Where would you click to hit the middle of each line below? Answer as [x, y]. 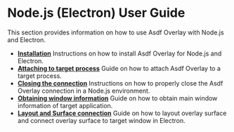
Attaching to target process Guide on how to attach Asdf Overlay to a [119, 68]
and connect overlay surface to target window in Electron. [102, 120]
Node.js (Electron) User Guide [96, 13]
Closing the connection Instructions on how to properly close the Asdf [120, 83]
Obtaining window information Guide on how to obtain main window [117, 98]
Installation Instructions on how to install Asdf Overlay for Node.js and [119, 53]
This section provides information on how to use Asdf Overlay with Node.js [116, 32]
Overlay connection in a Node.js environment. [84, 91]
